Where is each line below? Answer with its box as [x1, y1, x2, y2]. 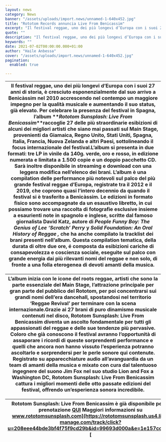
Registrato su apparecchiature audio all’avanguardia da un [12, 356, 154, 362]
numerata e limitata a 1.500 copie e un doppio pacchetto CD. [9, 157, 157, 163]
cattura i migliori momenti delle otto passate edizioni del [15, 380, 151, 387]
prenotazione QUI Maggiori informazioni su [39, 406, 143, 413]
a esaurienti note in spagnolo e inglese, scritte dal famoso [13, 212, 153, 219]
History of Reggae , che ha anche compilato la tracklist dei [12, 231, 154, 238]
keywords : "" [5, 40, 32, 44]
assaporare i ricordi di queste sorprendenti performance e [13, 337, 153, 344]
